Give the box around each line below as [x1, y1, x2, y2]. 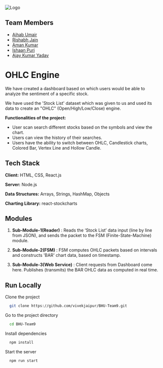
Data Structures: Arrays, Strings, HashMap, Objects [5, 191, 110, 197]
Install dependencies [5, 330, 47, 336]
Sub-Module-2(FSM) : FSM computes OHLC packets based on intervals [12, 247, 157, 253]
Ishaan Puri [12, 47, 35, 53]
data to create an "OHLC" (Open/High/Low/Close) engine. [5, 105, 121, 111]
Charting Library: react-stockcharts [5, 200, 78, 206]
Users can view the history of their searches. [12, 135, 102, 140]
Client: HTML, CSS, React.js [5, 172, 62, 178]
